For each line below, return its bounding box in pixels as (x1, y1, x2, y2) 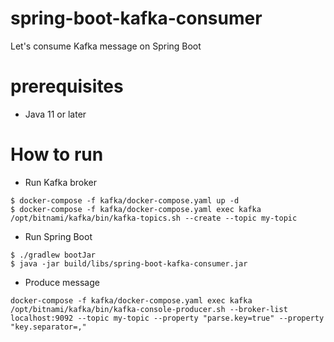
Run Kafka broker (24, 176, 98, 188)
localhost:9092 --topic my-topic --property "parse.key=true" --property (10, 313, 325, 323)
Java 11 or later (24, 108, 87, 120)
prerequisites (10, 75, 124, 98)
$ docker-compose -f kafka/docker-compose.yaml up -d (10, 195, 240, 206)
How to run (10, 143, 104, 166)
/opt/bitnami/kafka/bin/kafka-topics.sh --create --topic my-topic (10, 213, 298, 223)
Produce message (24, 276, 100, 288)
